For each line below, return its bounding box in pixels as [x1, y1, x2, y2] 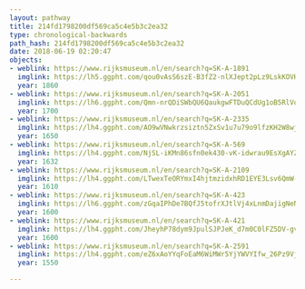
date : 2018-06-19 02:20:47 [9, 47, 112, 56]
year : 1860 [17, 81, 59, 90]
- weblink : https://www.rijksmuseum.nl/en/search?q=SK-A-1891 [9, 65, 250, 74]
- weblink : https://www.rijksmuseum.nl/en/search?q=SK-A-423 [9, 191, 246, 200]
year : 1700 [17, 106, 59, 115]
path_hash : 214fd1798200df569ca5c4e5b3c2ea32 [9, 38, 184, 48]
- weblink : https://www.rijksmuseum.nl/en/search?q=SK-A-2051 [9, 89, 250, 98]
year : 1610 [17, 183, 59, 192]
